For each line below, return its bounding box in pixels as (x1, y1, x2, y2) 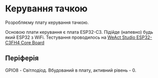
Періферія (5, 54, 39, 63)
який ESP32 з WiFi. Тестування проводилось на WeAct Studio (5, 34, 136, 40)
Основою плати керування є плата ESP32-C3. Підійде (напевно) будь (5, 29, 154, 35)
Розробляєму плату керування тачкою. (5, 19, 89, 25)
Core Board (20, 39, 45, 45)
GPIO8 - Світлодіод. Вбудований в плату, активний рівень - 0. (5, 67, 137, 73)
